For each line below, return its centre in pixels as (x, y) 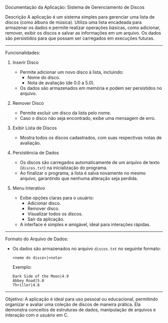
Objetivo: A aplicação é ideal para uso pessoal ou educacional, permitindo (82, 299)
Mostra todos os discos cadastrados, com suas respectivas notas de (91, 138)
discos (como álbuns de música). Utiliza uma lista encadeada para (73, 22)
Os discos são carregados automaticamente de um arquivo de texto (90, 162)
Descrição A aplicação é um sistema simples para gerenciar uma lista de (80, 17)
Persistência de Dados (35, 153)
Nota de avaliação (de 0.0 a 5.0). (61, 83)
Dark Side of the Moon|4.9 (40, 276)
